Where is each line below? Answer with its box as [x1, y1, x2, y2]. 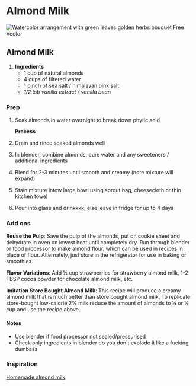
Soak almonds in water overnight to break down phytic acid [14, 117, 160, 124]
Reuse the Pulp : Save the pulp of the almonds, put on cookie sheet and [6, 232, 181, 240]
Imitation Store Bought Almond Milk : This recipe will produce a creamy [6, 287, 181, 294]
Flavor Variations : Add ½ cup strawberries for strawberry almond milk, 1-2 [6, 269, 188, 276]
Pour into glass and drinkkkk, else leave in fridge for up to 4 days [14, 205, 173, 212]
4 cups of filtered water [23, 75, 81, 82]
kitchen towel [14, 193, 48, 200]
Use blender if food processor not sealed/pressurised [14, 333, 146, 340]
